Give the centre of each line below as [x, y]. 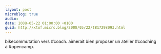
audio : [12, 18]
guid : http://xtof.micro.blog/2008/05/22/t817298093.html [65, 28]
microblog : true [21, 14]
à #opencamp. [20, 47]
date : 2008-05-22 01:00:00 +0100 [39, 23]
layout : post [18, 9]
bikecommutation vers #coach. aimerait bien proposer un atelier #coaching [81, 41]
